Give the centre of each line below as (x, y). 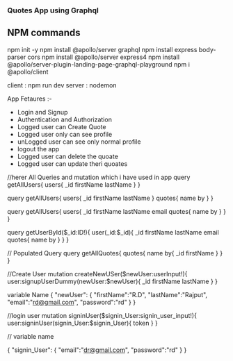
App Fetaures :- (30, 99)
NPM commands (44, 33)
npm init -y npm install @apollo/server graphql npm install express (102, 49)
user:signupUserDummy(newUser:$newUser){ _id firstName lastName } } (112, 281)
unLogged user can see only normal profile (79, 142)
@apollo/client (28, 72)
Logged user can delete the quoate (67, 156)
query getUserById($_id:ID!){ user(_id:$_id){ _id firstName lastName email (113, 232)
